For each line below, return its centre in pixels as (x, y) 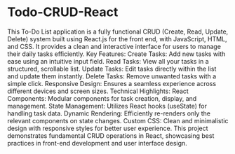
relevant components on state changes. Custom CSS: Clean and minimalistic (118, 120)
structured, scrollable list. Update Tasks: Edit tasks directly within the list (112, 69)
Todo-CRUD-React (63, 12)
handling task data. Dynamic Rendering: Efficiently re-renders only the (109, 113)
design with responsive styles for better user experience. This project (108, 128)
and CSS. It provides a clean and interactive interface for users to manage (114, 46)
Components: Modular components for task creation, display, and (102, 98)
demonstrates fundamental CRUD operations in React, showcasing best (111, 135)
